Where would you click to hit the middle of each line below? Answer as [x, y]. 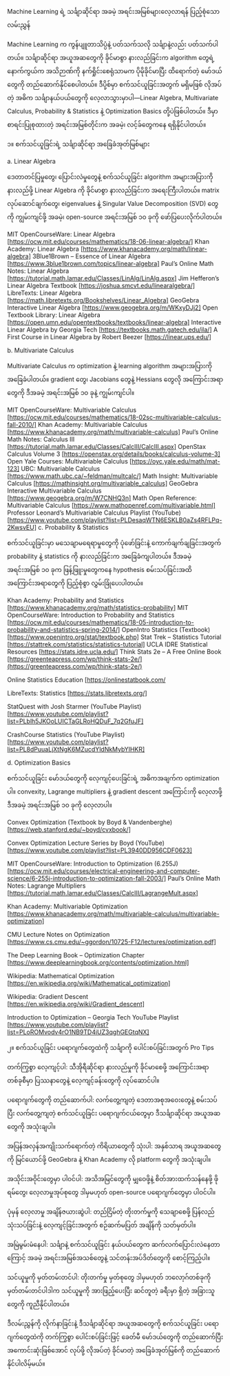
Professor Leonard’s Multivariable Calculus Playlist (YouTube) [94, 513]
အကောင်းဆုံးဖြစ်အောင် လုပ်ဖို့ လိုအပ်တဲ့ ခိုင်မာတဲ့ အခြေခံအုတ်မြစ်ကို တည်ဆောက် [114, 1350]
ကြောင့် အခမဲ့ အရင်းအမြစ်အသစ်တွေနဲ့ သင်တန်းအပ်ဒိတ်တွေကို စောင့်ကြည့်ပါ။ [109, 1258]
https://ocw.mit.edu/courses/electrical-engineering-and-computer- [105, 871]
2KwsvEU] [22, 527]
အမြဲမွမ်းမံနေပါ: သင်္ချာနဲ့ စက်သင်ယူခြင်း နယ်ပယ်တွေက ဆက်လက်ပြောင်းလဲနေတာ [114, 1244]
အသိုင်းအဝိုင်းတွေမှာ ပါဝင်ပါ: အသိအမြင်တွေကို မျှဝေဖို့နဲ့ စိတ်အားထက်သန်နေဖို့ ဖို [113, 1179]
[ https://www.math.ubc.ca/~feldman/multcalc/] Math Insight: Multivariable [113, 476]
